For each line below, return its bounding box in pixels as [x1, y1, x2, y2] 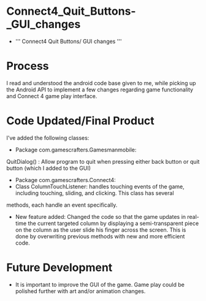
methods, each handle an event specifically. [6, 201, 118, 208]
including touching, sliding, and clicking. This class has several [15, 189, 174, 197]
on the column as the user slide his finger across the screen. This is [15, 226, 186, 234]
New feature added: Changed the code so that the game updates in [15, 213, 186, 220]
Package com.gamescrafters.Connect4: [15, 176, 116, 183]
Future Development [6, 261, 113, 274]
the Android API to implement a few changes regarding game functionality [6, 86, 194, 93]
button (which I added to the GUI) [6, 164, 91, 172]
